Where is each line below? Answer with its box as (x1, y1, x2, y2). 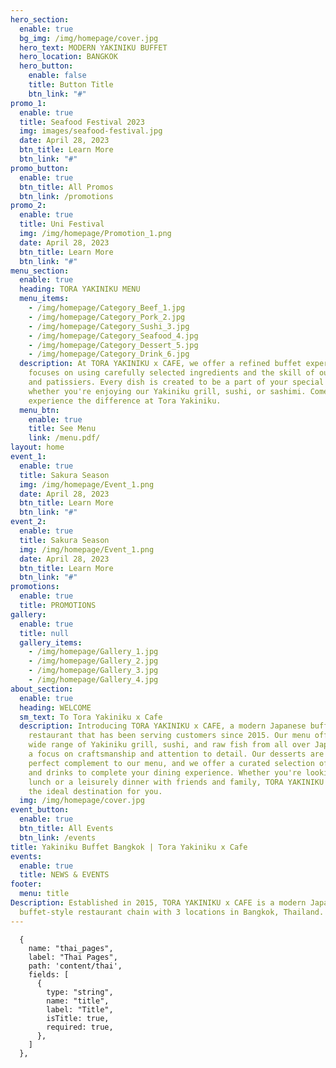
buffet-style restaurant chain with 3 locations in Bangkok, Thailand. (19, 907, 325, 917)
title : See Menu (28, 424, 97, 434)
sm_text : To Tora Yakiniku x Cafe (19, 712, 163, 722)
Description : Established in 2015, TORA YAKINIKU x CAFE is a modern (10, 898, 307, 908)
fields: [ (28, 969, 70, 980)
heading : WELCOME (19, 702, 92, 713)
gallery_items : (19, 637, 83, 648)
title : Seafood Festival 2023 (19, 117, 145, 127)
